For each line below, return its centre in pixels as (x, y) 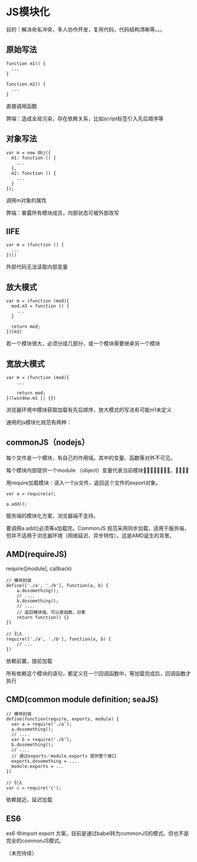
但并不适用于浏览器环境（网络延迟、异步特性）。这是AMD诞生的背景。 (90, 535)
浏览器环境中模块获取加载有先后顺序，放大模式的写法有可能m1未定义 (89, 410)
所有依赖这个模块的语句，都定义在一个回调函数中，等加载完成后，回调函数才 (98, 673)
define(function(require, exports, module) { (62, 719)
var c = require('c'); (34, 788)
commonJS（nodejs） (48, 443)
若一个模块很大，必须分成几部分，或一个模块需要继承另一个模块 (83, 343)
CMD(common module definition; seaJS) (82, 700)
